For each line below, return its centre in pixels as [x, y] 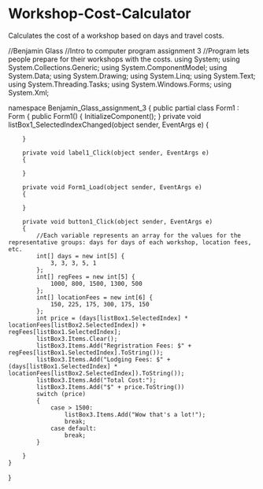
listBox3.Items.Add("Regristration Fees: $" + [114, 346]
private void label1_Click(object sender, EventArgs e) [116, 153]
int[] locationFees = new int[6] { [95, 297]
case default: [73, 428]
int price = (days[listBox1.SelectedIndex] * [113, 318]
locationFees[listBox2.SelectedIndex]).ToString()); [96, 373]
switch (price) [61, 394]
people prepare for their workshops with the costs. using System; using [124, 59]
